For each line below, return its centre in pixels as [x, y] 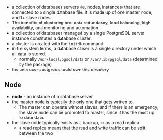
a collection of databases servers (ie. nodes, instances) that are [76, 7]
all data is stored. [29, 54]
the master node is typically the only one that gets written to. [73, 102]
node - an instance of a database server [52, 96]
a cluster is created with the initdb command [57, 43]
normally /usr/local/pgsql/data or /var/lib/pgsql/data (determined [88, 59]
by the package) [35, 64]
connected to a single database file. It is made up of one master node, [82, 12]
